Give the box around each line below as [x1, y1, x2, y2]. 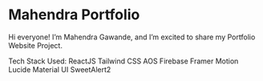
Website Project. [8, 40, 63, 50]
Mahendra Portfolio [8, 6, 140, 24]
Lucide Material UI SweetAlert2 [8, 64, 111, 74]
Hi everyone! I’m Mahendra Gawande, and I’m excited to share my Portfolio [8, 32, 256, 42]
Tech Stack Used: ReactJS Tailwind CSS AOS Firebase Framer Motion [8, 56, 239, 66]
